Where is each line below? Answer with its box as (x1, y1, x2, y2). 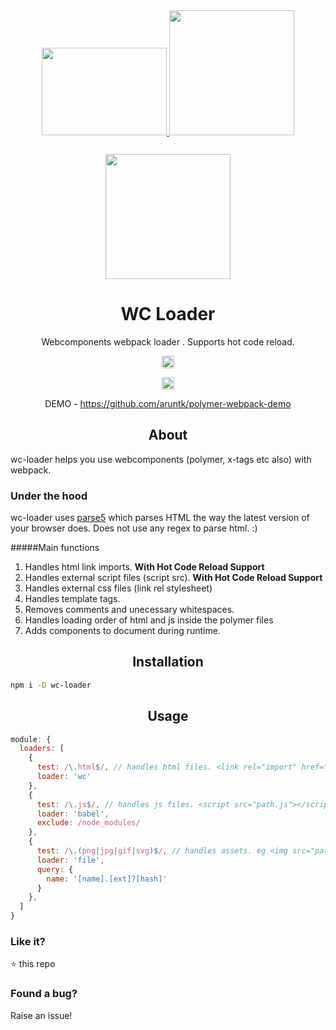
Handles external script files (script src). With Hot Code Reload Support (24, 572, 323, 584)
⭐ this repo (10, 958, 56, 970)
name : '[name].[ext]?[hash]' (46, 874, 168, 884)
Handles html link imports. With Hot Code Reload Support (24, 561, 265, 573)
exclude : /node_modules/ (36, 818, 141, 828)
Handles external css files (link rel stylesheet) (24, 582, 213, 594)
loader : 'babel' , (36, 809, 110, 819)
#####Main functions (10, 542, 100, 554)
